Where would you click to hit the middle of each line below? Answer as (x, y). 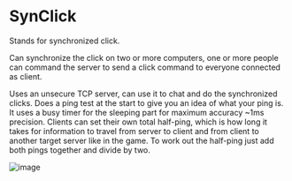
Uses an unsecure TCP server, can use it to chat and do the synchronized (143, 94)
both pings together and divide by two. (80, 150)
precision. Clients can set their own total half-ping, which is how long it (138, 122)
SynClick (43, 16)
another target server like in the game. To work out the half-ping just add (142, 140)
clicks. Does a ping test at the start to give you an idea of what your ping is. (146, 102)
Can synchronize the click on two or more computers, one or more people (144, 57)
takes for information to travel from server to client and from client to (134, 131)
